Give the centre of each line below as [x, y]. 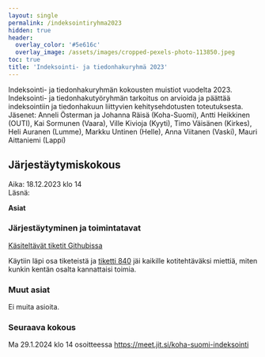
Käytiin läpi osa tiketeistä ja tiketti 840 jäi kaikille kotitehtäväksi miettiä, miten [133, 260]
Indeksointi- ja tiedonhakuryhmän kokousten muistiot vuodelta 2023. [120, 89]
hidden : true [30, 30]
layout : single [33, 15]
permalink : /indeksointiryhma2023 [65, 23]
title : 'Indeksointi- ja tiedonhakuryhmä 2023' [88, 67]
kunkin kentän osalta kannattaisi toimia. [72, 269]
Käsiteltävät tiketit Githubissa [55, 245]
